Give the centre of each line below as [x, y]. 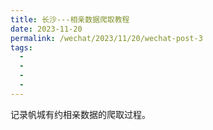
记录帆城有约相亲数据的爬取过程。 [80, 114]
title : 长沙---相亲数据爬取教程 [70, 19]
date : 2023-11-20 [46, 29]
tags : [21, 47]
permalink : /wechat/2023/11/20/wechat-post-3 [106, 38]
